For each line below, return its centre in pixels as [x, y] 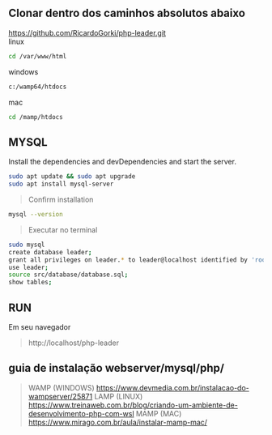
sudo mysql [27, 245]
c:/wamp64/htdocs [38, 87]
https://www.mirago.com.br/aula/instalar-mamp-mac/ [118, 422]
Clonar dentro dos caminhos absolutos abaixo [127, 13]
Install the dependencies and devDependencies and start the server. [123, 162]
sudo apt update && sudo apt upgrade [72, 177]
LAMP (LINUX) [119, 396]
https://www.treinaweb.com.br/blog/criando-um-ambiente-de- [133, 405]
